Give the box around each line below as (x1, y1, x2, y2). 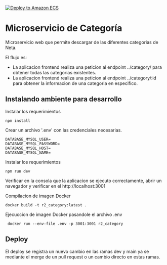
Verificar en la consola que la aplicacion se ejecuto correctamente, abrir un (5, 178, 162, 184)
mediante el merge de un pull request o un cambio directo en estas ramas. (5, 253, 160, 260)
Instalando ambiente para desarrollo (5, 95, 122, 104)
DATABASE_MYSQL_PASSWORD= (5, 141, 60, 146)
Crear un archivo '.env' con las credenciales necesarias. (5, 127, 122, 133)
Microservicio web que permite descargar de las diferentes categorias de (5, 39, 158, 45)
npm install (5, 118, 30, 123)
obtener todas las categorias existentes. (12, 69, 96, 75)
